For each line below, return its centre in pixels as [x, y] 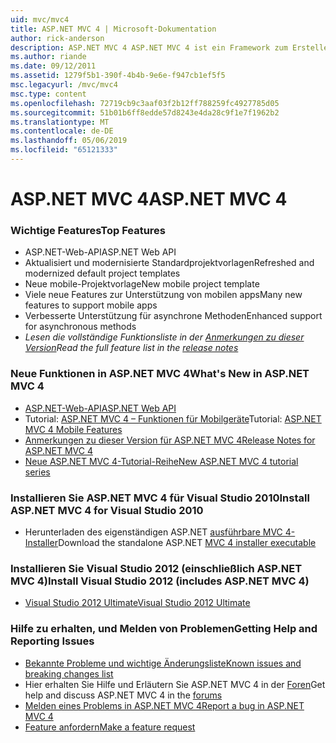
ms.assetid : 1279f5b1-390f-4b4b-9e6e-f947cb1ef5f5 [118, 76]
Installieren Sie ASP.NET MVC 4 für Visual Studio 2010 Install [160, 498]
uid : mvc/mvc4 [40, 19]
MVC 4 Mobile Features [73, 429]
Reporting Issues [52, 641]
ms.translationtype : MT [60, 122]
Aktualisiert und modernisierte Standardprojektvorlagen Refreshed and [169, 263]
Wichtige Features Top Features [88, 230]
